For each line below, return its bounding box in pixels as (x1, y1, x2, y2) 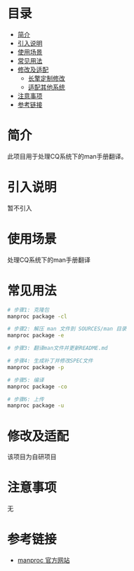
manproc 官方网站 (17, 556, 70, 565)
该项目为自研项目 (7, 452, 57, 461)
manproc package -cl (7, 313, 68, 320)
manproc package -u (7, 402, 65, 410)
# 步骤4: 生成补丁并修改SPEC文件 (7, 358, 93, 365)
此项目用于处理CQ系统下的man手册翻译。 (7, 152, 128, 161)
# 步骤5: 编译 (7, 376, 44, 384)
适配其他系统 (27, 83, 65, 91)
